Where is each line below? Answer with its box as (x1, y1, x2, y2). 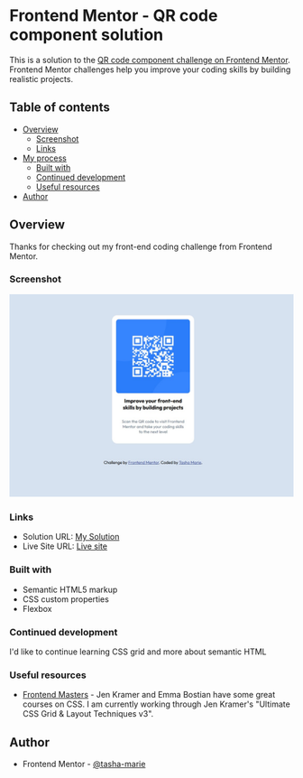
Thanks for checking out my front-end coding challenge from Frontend (9, 241, 272, 252)
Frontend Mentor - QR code (9, 5, 218, 26)
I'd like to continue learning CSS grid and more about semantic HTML (9, 646, 268, 657)
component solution (9, 24, 164, 45)
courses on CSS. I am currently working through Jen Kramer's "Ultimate (22, 699, 290, 709)
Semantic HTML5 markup (22, 584, 118, 595)
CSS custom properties (22, 593, 110, 605)
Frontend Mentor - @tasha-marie (22, 759, 146, 770)
